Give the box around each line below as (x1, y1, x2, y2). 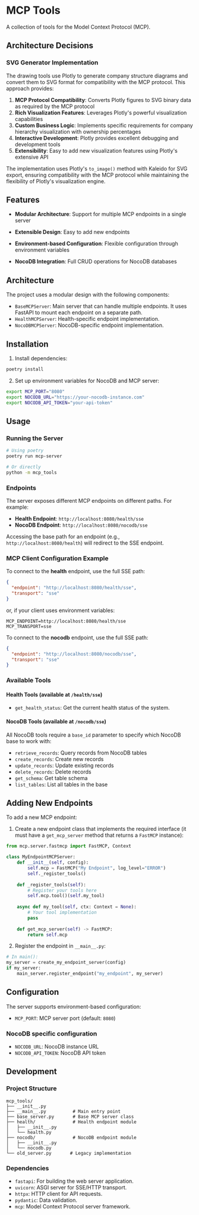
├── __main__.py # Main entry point (6, 1108, 121, 1114)
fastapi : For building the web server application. (14, 1177, 134, 1185)
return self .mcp (27, 932, 68, 938)
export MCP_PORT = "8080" (6, 388, 65, 394)
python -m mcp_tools (6, 469, 58, 475)
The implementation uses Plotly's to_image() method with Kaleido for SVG (6, 165, 188, 172)
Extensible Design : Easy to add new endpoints (14, 228, 130, 236)
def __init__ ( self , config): (17, 860, 89, 865)
